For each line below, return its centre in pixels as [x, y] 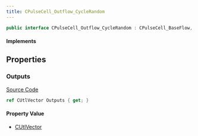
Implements [21, 41]
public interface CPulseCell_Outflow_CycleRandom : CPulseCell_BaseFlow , [100, 28]
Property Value [25, 114]
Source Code [22, 89]
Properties [26, 60]
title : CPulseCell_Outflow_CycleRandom [56, 12]
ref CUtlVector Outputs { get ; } [48, 100]
